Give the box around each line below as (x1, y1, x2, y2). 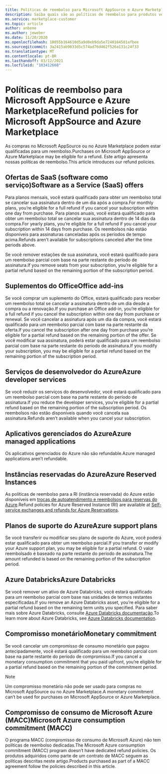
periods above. (5, 242, 36, 248)
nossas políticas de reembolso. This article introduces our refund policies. (5, 159, 156, 165)
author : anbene (5, 26, 37, 31)
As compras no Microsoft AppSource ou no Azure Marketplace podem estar (5, 143, 161, 149)
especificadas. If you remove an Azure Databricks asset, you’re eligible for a (5, 599, 160, 605)
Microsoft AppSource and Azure (5, 116, 142, 127)
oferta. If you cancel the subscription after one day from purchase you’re (5, 327, 153, 332)
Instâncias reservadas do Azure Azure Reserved (5, 470, 157, 478)
